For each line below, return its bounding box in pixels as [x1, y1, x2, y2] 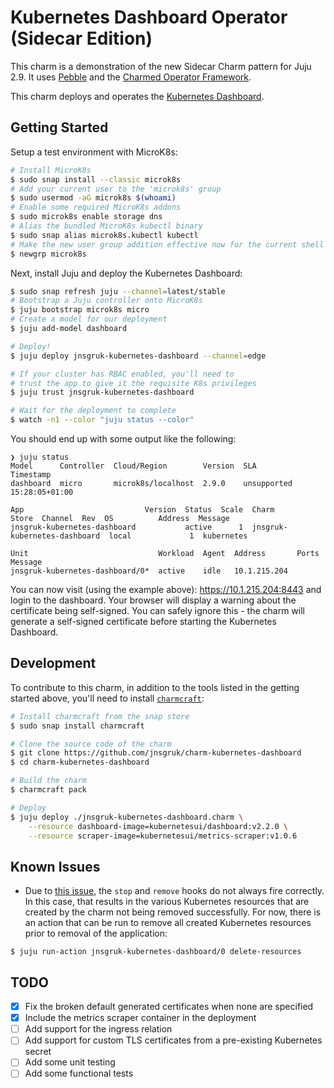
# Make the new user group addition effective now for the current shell [10, 239, 325, 250]
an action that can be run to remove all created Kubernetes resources [24, 917, 312, 929]
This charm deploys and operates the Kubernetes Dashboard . [10, 90, 265, 102]
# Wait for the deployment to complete [10, 406, 177, 416]
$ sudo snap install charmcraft [10, 721, 145, 731]
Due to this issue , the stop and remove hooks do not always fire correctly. [24, 885, 325, 897]
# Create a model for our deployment [10, 314, 168, 325]
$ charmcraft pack [10, 785, 87, 795]
